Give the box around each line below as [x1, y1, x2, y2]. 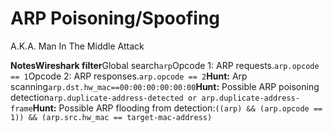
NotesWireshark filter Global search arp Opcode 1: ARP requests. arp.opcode [10, 59, 320, 71]
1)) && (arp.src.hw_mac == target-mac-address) [10, 112, 213, 122]
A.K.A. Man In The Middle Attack [10, 40, 145, 52]
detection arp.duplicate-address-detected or [10, 91, 198, 103]
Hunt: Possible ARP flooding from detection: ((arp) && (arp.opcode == [32, 102, 323, 114]
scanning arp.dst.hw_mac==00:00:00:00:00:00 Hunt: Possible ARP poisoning [10, 80, 320, 92]
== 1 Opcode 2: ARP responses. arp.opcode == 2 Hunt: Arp [10, 70, 248, 82]
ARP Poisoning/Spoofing [10, 7, 221, 30]
